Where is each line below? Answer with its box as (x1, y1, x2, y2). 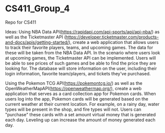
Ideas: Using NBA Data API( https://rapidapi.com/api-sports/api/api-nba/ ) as (5, 29, 160, 34)
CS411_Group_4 (5, 3, 70, 14)
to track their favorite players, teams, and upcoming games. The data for (5, 44, 154, 50)
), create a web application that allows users (68, 39, 159, 45)
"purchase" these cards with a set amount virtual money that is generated (5, 111, 156, 117)
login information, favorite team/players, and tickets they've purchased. (5, 70, 151, 76)
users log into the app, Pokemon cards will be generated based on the (5, 96, 149, 101)
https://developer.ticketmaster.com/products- (65, 34, 159, 40)
